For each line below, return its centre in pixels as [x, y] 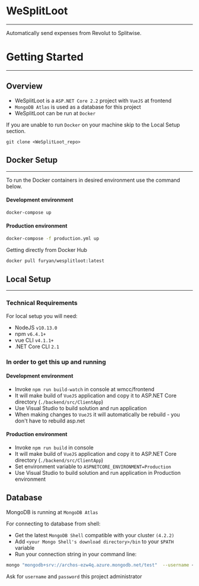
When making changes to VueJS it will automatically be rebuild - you [97, 414]
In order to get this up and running [56, 362]
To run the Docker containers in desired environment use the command [93, 180]
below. [14, 186]
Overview [25, 86]
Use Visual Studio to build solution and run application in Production [97, 472]
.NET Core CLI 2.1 [37, 346]
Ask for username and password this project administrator [74, 576]
